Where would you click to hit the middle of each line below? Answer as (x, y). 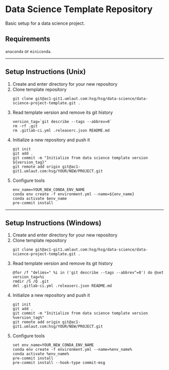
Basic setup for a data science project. (45, 23)
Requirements (28, 39)
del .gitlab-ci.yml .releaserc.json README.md (62, 286)
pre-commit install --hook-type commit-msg (59, 363)
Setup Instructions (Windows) (53, 223)
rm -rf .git (25, 126)
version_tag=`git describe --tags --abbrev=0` (62, 121)
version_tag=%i (28, 277)
